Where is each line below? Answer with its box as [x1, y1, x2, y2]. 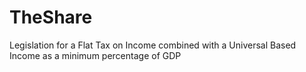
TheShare [9, 6, 93, 29]
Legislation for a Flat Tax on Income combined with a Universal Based [9, 39, 297, 51]
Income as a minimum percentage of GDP [9, 49, 182, 61]
